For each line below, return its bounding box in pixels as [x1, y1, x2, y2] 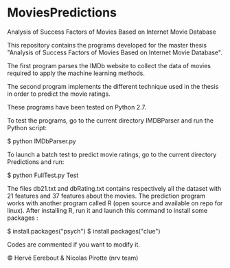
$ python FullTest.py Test [7, 171, 79, 179]
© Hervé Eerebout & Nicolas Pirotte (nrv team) [7, 254, 139, 262]
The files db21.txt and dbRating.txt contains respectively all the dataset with [7, 184, 222, 192]
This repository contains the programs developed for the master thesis [7, 41, 207, 49]
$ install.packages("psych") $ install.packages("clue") [7, 227, 161, 235]
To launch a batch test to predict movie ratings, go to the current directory [7, 150, 217, 158]
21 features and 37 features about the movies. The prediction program [7, 192, 206, 200]
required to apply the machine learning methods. [7, 69, 146, 77]
